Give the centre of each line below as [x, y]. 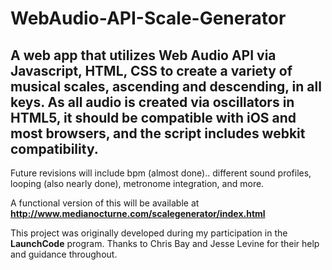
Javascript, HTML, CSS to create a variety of [151, 70]
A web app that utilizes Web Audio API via [143, 55]
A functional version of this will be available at [105, 203]
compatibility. [54, 148]
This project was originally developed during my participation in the [149, 233]
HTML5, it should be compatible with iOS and [153, 117]
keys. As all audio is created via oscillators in [152, 102]
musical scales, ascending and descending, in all [166, 86]
